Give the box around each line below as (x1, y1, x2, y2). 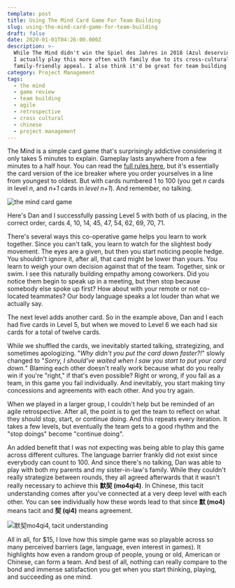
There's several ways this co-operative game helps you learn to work (7, 232, 207, 241)
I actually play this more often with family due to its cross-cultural (13, 56, 230, 63)
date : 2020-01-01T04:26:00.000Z (7, 36, 101, 44)
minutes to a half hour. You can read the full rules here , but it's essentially (7, 162, 219, 171)
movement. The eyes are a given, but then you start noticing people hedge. (7, 247, 225, 256)
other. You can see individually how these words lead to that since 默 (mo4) (7, 497, 225, 506)
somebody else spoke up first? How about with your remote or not (7, 285, 199, 293)
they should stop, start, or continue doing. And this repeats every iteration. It (7, 415, 227, 423)
